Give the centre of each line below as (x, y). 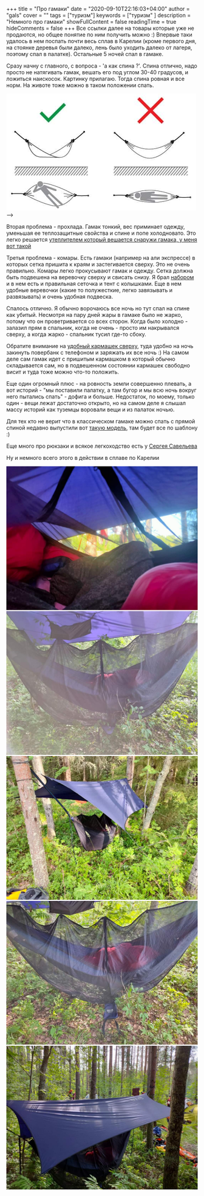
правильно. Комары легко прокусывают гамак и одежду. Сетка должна (100, 271)
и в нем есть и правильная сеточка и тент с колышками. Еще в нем (94, 283)
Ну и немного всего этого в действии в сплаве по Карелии (83, 458)
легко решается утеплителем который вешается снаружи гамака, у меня (102, 239)
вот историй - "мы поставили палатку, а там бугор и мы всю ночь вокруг (101, 390)
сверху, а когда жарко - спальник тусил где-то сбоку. (76, 334)
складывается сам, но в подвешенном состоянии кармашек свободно (98, 365)
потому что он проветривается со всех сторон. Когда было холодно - (97, 321)
